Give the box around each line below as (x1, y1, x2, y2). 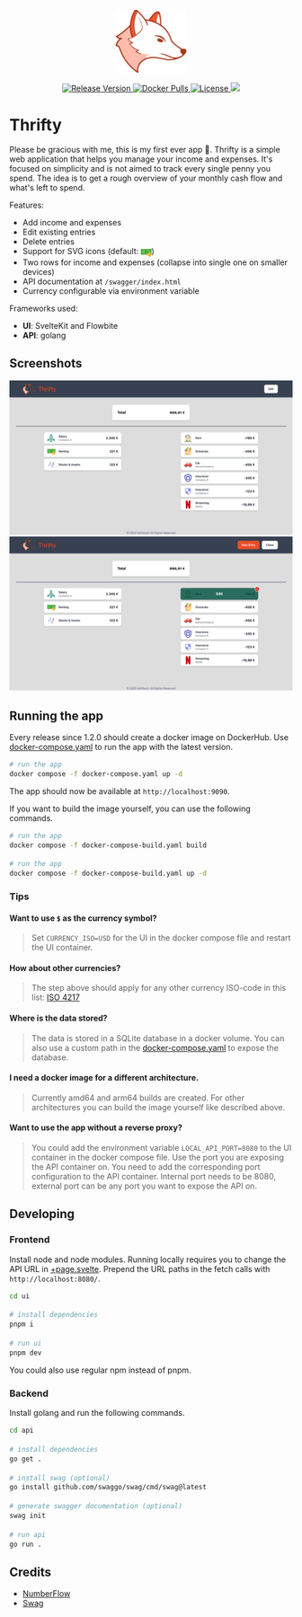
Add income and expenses (22, 217, 122, 228)
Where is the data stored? (9, 1012, 108, 1024)
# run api (9, 1530, 47, 1539)
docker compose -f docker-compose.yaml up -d (9, 769, 182, 778)
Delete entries (22, 236, 75, 247)
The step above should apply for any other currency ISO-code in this (31, 983, 287, 994)
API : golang (22, 330, 67, 341)
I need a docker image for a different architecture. (9, 1073, 200, 1083)
